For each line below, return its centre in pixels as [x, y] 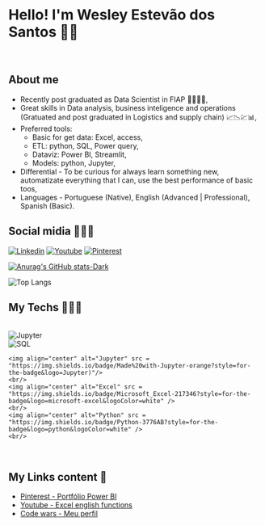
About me [34, 80]
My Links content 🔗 [58, 477]
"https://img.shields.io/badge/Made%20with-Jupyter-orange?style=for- [130, 366]
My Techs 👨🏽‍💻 [45, 307]
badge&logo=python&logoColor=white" [70, 430]
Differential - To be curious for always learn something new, [120, 171]
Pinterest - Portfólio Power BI [68, 497]
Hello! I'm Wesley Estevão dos [112, 15]
